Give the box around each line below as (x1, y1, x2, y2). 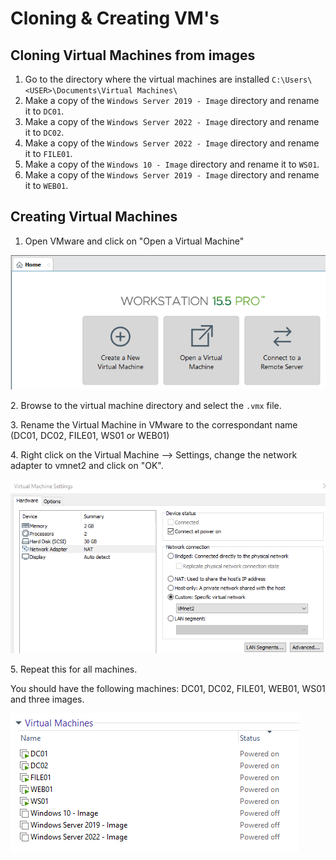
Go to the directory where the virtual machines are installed (24, 73, 270, 85)
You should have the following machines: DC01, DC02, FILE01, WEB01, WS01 (10, 683, 326, 695)
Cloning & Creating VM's (10, 7, 220, 30)
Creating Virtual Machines (10, 208, 178, 226)
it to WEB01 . (24, 180, 69, 191)
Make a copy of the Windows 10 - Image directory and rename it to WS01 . (24, 158, 320, 170)
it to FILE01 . (24, 148, 73, 159)
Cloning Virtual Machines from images (10, 47, 256, 64)
